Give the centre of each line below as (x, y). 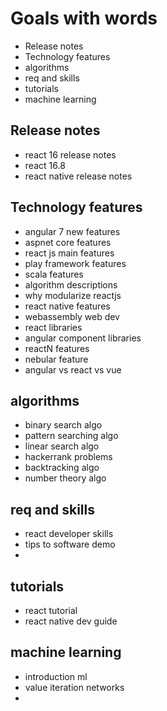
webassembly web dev (72, 316)
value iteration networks (74, 687)
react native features (67, 306)
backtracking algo (62, 468)
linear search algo (62, 446)
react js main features (69, 253)
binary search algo (63, 425)
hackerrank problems (68, 457)
